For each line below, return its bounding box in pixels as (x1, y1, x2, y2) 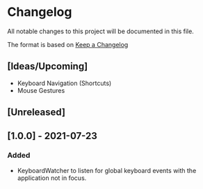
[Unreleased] (7, 107, 66, 118)
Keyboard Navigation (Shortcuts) (17, 79, 112, 87)
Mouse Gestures (17, 86, 65, 94)
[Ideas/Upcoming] (7, 60, 88, 73)
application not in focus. (17, 174, 87, 182)
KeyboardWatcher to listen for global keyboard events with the (17, 166, 197, 174)
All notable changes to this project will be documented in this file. (7, 27, 195, 35)
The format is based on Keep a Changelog (7, 40, 129, 48)
